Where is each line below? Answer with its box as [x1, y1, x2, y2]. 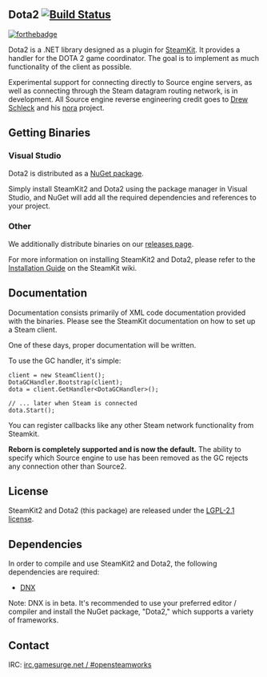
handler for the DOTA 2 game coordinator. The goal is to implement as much [8, 53, 260, 62]
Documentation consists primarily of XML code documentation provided [8, 308, 246, 317]
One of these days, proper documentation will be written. [8, 340, 197, 349]
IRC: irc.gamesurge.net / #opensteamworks [8, 660, 152, 670]
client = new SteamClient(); [8, 371, 106, 379]
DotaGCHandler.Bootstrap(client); [8, 378, 124, 386]
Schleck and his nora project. [8, 103, 105, 112]
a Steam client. [8, 324, 58, 334]
